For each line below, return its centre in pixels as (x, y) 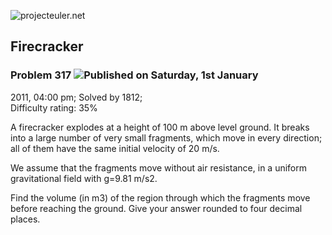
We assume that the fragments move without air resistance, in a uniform (159, 167)
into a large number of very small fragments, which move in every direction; (166, 137)
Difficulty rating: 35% (54, 107)
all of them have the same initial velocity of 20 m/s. (115, 148)
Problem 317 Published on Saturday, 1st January (134, 75)
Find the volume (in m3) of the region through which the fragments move (160, 197)
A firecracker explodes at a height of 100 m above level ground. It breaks (160, 127)
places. (25, 219)
